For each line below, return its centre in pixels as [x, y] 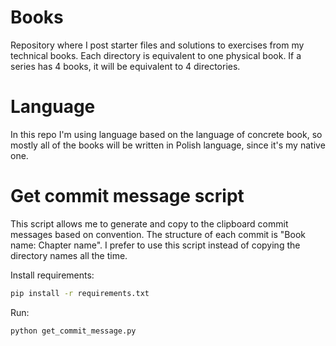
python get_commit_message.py [73, 331]
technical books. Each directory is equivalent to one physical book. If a [156, 55]
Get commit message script [127, 196]
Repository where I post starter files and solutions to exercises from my [157, 45]
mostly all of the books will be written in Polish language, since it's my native [168, 145]
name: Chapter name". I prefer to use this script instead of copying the [155, 245]
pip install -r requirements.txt [80, 293]
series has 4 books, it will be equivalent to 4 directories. [125, 66]
